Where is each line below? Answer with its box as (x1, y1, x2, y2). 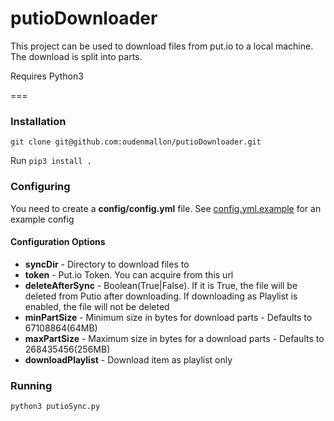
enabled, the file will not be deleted (24, 300, 170, 312)
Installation (10, 114, 67, 128)
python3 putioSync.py (10, 402, 101, 412)
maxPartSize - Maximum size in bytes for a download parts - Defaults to (24, 332, 325, 344)
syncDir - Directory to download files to (24, 258, 190, 270)
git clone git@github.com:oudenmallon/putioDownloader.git (10, 137, 262, 147)
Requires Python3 (10, 70, 84, 82)
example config (10, 213, 75, 225)
